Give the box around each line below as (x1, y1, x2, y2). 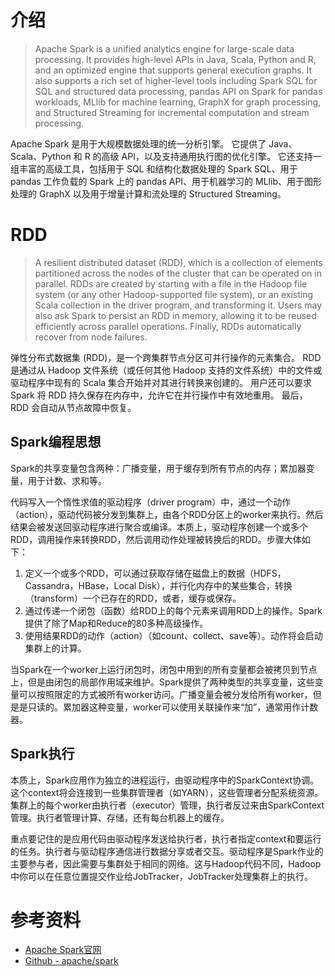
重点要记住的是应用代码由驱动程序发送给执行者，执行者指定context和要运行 (10, 832, 322, 845)
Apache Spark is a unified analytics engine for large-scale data (34, 42, 295, 55)
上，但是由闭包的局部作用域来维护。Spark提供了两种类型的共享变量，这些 (10, 676, 315, 688)
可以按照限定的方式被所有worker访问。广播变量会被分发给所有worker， (18, 688, 313, 700)
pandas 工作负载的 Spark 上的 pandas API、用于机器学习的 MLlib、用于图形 (10, 175, 322, 187)
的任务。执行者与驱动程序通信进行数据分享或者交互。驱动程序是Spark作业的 (10, 845, 324, 857)
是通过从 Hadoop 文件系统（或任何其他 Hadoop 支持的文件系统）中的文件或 (10, 364, 323, 376)
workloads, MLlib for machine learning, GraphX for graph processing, (34, 96, 322, 108)
